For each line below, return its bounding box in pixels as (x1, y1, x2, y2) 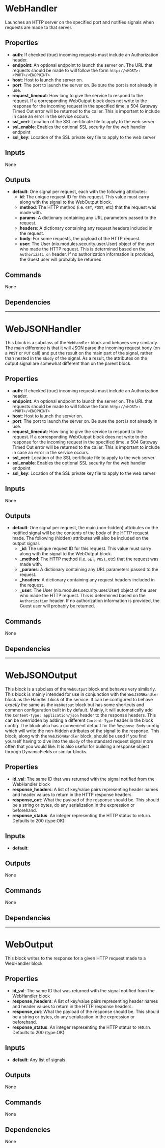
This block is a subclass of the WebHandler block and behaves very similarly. (5, 339, 159, 345)
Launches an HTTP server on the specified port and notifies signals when (5, 19, 154, 25)
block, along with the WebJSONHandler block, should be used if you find (5, 733, 147, 739)
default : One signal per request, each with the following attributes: (12, 189, 147, 194)
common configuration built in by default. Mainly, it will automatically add (5, 707, 153, 712)
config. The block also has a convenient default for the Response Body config (5, 722, 160, 728)
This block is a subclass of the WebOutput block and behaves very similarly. (5, 686, 156, 692)
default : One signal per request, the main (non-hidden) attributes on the (12, 525, 158, 531)
